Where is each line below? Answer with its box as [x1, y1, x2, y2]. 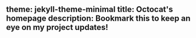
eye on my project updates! [6, 22, 109, 32]
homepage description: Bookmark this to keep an [6, 14, 191, 24]
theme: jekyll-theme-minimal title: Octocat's [6, 5, 174, 14]
